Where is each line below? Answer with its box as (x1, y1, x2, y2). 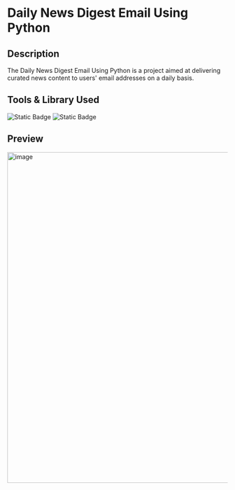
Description (7, 48, 59, 60)
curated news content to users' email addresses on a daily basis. (7, 74, 194, 82)
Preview (7, 133, 44, 145)
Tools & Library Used (7, 94, 100, 106)
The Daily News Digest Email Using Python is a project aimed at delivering (7, 67, 221, 74)
